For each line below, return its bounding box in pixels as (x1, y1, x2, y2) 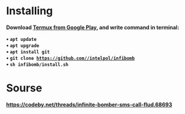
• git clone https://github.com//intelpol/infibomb (6, 54, 135, 61)
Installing (6, 4, 53, 18)
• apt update (6, 35, 37, 42)
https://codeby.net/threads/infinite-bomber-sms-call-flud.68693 (6, 101, 173, 108)
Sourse (6, 81, 43, 95)
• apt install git (6, 47, 50, 55)
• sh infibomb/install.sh (6, 61, 69, 68)
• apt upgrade (6, 42, 40, 49)
